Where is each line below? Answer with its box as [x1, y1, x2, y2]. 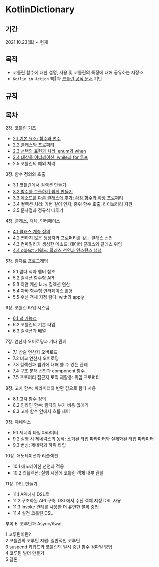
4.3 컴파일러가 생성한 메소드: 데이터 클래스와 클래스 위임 [12, 241, 122, 247]
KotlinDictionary [5, 4, 75, 15]
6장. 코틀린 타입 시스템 [5, 305, 50, 311]
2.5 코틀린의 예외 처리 [12, 161, 56, 167]
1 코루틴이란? [5, 531, 31, 537]
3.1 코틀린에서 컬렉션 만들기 [12, 182, 67, 188]
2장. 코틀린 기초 [5, 125, 36, 131]
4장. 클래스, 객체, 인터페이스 [5, 218, 60, 224]
